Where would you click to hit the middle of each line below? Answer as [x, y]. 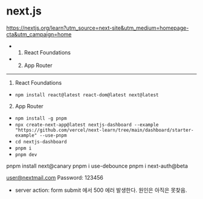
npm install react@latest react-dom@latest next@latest [87, 95]
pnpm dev [26, 155]
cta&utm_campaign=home [39, 34]
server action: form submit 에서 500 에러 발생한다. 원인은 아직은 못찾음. [101, 190]
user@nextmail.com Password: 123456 [55, 177]
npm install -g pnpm [41, 118]
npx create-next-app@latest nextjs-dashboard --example [87, 125]
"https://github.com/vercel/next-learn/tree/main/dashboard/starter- [105, 130]
